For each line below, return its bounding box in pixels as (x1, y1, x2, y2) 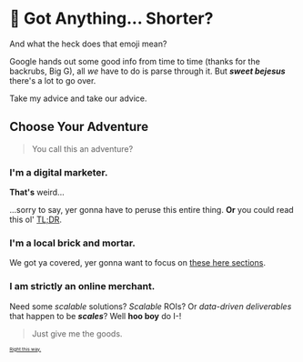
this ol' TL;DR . (9, 214, 62, 226)
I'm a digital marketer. (9, 166, 108, 178)
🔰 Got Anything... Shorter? (9, 8, 214, 29)
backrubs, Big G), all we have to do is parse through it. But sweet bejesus (9, 65, 286, 76)
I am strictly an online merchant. (9, 280, 156, 293)
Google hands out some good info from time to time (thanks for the (9, 55, 261, 66)
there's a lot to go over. (9, 75, 96, 85)
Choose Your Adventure (9, 119, 148, 135)
